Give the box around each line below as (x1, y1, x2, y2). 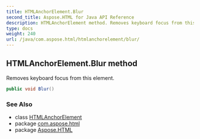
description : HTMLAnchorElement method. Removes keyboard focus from (6, 20, 183, 26)
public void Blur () (6, 86, 55, 92)
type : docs (6, 25, 33, 32)
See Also (6, 100, 33, 108)
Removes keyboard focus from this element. (6, 74, 115, 81)
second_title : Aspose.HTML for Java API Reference (6, 14, 135, 20)
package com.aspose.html (14, 120, 80, 127)
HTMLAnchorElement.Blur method (6, 58, 138, 69)
